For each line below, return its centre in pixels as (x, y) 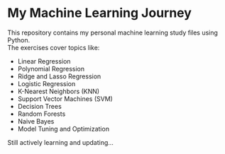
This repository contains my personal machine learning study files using (113, 32)
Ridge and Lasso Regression (59, 76)
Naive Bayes (36, 121)
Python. (19, 40)
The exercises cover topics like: (54, 47)
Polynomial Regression (51, 69)
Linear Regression (44, 61)
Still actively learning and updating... (60, 142)
